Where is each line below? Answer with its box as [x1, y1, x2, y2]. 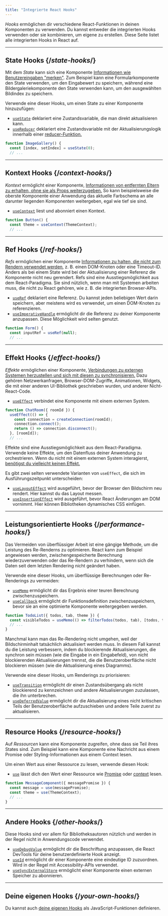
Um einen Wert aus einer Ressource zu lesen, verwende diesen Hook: [5, 761, 149, 767]
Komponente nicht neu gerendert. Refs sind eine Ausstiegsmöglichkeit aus [5, 275, 159, 281]
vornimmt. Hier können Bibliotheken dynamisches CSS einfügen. [12, 501, 146, 507]
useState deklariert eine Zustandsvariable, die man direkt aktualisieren [12, 116, 157, 122]
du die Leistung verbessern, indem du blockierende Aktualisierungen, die [5, 646, 156, 653]
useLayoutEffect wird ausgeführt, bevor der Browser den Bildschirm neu [12, 485, 162, 491]
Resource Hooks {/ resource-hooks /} [5, 727, 121, 736]
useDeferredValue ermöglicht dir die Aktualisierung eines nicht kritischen [12, 698, 162, 704]
